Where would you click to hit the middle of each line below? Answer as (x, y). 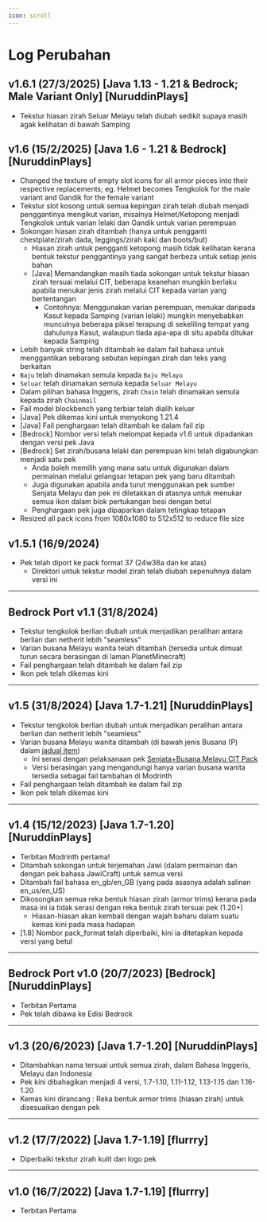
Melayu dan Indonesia (56, 1073)
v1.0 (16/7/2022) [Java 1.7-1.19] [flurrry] (108, 1191)
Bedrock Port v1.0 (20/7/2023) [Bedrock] (112, 974)
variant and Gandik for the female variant (87, 198)
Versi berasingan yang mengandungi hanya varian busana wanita (139, 767)
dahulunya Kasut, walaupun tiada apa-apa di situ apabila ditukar (149, 333)
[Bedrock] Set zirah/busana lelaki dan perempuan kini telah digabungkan (139, 451)
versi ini (44, 580)
